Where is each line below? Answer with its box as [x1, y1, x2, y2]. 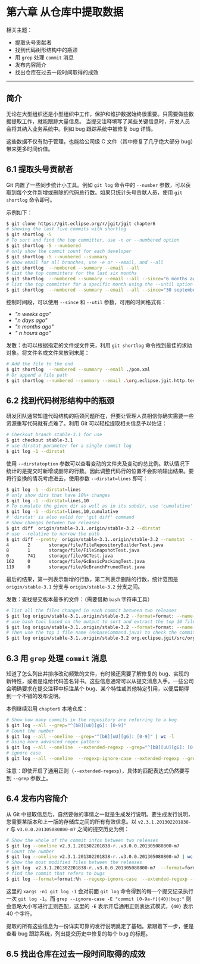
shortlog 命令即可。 [6, 196, 55, 203]
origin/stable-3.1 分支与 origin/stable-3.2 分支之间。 [6, 583, 143, 590]
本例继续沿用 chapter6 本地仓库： [6, 705, 88, 712]
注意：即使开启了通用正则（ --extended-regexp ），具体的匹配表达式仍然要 [6, 767, 185, 774]
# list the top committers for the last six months [6, 270, 137, 277]
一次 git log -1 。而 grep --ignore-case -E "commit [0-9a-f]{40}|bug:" [6, 895, 185, 902]
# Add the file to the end [6, 361, 73, 367]
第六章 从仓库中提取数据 [6, 5, 124, 19]
